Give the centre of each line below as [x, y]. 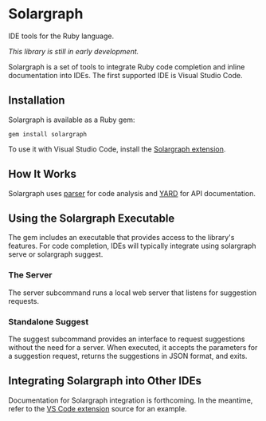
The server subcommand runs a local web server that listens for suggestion [133, 293]
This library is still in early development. [74, 51]
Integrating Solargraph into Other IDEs [105, 381]
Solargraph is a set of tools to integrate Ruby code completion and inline [127, 67]
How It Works [43, 174]
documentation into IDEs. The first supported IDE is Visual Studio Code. [125, 75]
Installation [37, 100]
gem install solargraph [48, 134]
